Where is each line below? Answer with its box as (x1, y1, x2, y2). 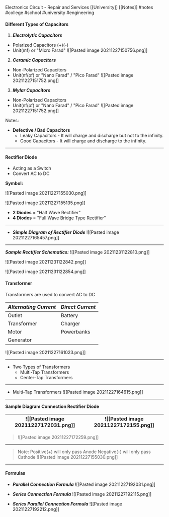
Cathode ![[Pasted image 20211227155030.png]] (17, 454, 118, 460)
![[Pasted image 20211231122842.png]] (5, 259, 87, 265)
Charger (60, 320, 80, 327)
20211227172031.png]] (15, 421, 75, 428)
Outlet (8, 312, 23, 319)
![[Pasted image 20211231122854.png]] (5, 269, 86, 275)
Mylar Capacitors (12, 88, 51, 94)
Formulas (5, 470, 26, 476)
